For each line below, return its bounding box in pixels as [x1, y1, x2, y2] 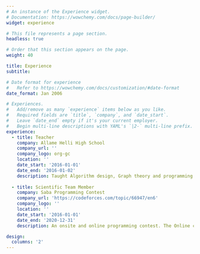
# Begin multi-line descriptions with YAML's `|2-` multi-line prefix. [6, 123, 193, 129]
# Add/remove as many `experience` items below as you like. [6, 106, 167, 113]
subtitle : [6, 68, 31, 74]
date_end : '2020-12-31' [17, 217, 76, 223]
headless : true [6, 36, 44, 42]
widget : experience [6, 20, 55, 26]
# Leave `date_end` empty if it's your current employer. [6, 118, 159, 124]
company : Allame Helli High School [17, 140, 105, 146]
